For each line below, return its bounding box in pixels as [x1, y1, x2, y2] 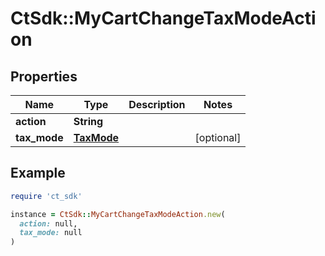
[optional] [194, 131, 242, 144]
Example [10, 165, 66, 182]
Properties [10, 68, 78, 85]
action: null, [19, 218, 78, 229]
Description [128, 98, 186, 111]
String [73, 115, 104, 128]
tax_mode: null [19, 228, 83, 238]
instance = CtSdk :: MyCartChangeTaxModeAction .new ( [10, 209, 226, 219]
